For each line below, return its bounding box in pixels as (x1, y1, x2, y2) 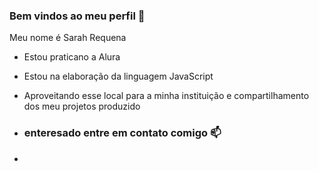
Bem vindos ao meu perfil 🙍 (9, 9, 146, 23)
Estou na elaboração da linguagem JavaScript (23, 70, 214, 83)
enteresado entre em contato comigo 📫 (23, 126, 222, 140)
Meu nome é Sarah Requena (9, 32, 127, 44)
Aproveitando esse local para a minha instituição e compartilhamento (23, 90, 310, 102)
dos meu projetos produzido (23, 100, 141, 113)
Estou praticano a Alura (23, 51, 121, 63)
